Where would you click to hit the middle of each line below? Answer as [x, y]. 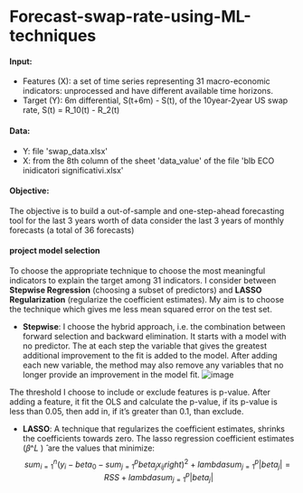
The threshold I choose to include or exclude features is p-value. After [140, 392]
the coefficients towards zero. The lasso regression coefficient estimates [158, 438]
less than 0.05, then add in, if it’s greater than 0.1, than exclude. [127, 411]
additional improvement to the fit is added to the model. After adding [150, 355]
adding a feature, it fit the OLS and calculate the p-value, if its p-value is [143, 402]
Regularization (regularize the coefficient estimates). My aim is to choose [147, 299]
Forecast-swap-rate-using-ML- [130, 17]
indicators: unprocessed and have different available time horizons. [148, 91]
